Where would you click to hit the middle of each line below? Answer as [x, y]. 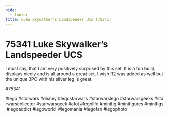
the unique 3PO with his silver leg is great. [49, 79]
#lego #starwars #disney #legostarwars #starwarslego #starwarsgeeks [79, 99]
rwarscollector [20, 104]
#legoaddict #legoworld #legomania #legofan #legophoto [67, 109]
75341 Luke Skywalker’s [57, 44]
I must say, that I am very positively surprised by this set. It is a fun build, [80, 69]
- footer [19, 15]
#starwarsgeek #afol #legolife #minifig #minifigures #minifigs [100, 104]
